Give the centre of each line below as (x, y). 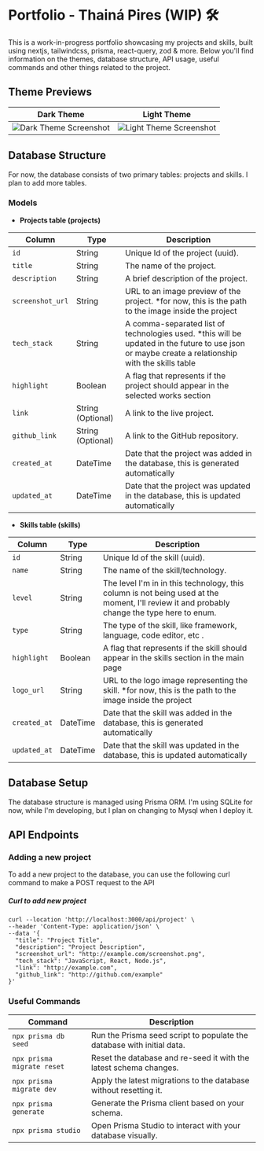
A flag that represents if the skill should (175, 648)
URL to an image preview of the (183, 291)
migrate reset (38, 1066)
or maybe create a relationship (181, 353)
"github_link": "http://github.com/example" (89, 975)
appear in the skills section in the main (174, 657)
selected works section (168, 395)
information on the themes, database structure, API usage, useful (114, 59)
